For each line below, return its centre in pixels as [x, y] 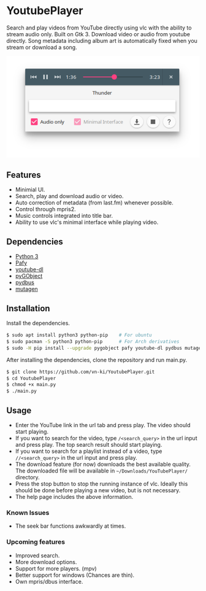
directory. [27, 477]
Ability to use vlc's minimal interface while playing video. [87, 222]
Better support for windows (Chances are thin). [75, 575]
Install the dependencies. [38, 323]
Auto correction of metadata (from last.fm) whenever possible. [94, 203]
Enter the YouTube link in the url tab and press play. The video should [103, 425]
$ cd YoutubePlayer [31, 378]
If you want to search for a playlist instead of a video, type [89, 451]
